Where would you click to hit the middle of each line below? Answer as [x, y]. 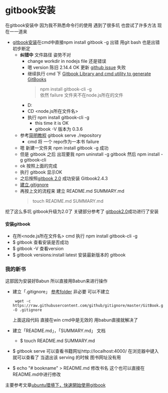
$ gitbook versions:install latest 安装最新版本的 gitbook [69, 255]
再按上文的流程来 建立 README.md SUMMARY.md [72, 191]
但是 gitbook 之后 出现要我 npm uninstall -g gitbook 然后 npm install [90, 154]
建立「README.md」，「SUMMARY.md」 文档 [59, 331]
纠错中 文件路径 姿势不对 [45, 55]
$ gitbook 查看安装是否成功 [41, 243]
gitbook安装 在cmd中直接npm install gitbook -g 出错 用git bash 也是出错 [86, 42]
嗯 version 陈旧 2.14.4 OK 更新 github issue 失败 [77, 67]
